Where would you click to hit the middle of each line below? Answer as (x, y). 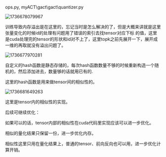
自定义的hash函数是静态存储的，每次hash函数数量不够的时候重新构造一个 (80, 65)
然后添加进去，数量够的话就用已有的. (56, 71)
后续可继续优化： (22, 112)
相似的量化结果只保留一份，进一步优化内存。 (51, 133)
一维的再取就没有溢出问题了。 (35, 45)
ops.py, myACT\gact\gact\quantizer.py (44, 7)
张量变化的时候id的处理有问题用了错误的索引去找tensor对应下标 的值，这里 (81, 33)
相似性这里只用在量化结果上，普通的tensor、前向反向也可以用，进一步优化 (81, 144)
